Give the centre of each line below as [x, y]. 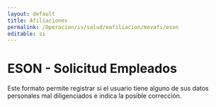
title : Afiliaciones [38, 21]
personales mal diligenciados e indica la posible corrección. [95, 96]
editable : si [27, 34]
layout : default [31, 14]
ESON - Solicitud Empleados [92, 69]
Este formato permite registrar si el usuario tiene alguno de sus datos [108, 89]
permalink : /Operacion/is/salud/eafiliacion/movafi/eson [93, 27]
